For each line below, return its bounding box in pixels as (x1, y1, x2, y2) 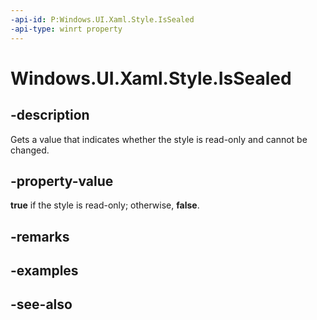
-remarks (10, 228, 70, 245)
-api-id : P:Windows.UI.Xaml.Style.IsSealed (10, 14, 195, 25)
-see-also (10, 296, 73, 313)
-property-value (10, 172, 114, 190)
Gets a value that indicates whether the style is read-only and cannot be (10, 133, 308, 145)
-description (10, 107, 90, 124)
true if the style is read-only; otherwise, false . (10, 199, 200, 211)
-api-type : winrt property (10, 24, 123, 34)
